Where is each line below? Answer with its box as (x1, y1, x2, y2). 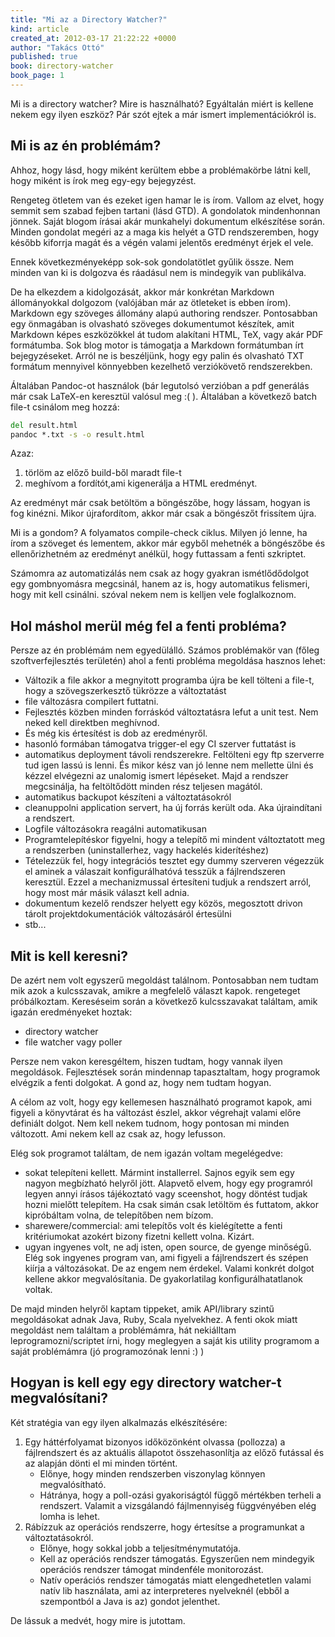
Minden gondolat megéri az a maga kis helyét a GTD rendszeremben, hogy (10, 226, 320, 238)
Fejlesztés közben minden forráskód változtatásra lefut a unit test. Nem (24, 706, 319, 718)
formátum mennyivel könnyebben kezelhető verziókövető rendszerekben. (10, 360, 313, 372)
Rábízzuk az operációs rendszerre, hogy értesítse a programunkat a (24, 1521, 305, 1533)
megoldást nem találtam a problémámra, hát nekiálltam (10, 1324, 237, 1336)
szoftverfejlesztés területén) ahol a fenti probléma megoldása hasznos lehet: (10, 655, 326, 667)
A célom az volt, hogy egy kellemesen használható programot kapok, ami (10, 1096, 312, 1108)
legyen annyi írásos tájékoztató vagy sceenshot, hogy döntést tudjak (24, 1188, 308, 1200)
